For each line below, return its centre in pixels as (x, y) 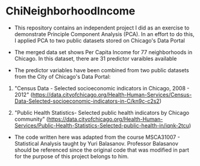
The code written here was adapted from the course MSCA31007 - (97, 137)
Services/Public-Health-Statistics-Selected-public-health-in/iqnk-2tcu (102, 125)
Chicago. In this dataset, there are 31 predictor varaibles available (95, 58)
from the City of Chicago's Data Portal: (62, 76)
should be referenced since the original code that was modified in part (102, 150)
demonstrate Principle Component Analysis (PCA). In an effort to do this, (104, 34)
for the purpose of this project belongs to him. (71, 156)
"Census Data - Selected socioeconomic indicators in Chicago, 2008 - (102, 88)
